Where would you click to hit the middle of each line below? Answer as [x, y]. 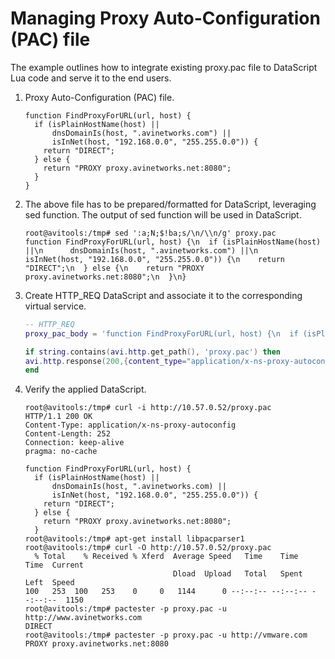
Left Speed [49, 583]
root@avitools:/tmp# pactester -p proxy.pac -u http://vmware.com [166, 635]
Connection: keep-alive [74, 443]
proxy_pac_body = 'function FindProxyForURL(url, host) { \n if [161, 333]
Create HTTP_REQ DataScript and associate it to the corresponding [163, 295]
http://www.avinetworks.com [83, 618]
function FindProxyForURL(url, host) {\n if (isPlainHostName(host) [173, 242]
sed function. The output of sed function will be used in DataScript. [163, 214]
